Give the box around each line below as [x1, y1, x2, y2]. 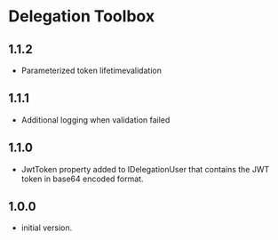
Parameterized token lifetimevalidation [20, 65, 162, 76]
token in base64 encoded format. [20, 173, 144, 184]
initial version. [20, 222, 73, 233]
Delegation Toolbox [8, 6, 155, 27]
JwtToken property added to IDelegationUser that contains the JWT [20, 164, 270, 174]
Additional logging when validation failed [20, 114, 171, 125]
